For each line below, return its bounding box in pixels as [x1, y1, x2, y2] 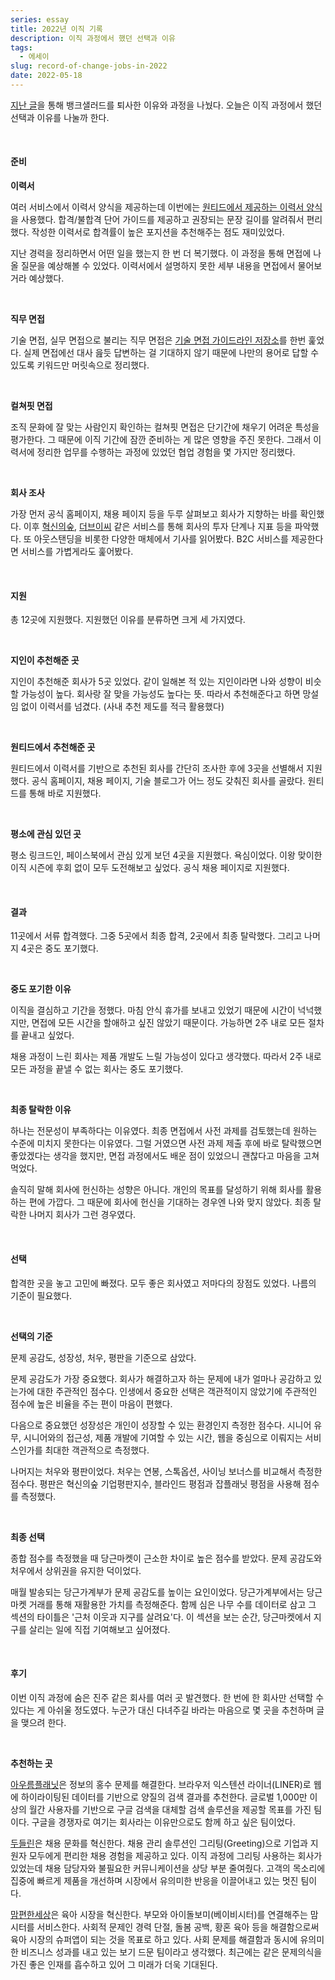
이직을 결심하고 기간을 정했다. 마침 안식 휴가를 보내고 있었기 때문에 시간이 [10, 1004, 296, 1016]
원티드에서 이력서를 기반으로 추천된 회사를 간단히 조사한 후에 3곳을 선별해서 [10, 762, 305, 775]
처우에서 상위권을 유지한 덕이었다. [10, 1564, 142, 1576]
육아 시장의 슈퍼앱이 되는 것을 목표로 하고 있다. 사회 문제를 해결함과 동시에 [10, 1933, 298, 1945]
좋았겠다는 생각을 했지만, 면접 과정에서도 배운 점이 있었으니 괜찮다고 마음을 [10, 1150, 302, 1162]
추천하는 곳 [10, 1757, 53, 1769]
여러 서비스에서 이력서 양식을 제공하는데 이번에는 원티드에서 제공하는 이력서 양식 [10, 201, 323, 213]
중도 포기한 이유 [10, 983, 72, 995]
